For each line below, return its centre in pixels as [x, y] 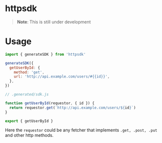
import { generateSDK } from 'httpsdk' [45, 54]
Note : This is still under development [54, 22]
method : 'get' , [29, 72]
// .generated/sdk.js [27, 95]
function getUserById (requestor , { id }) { [50, 103]
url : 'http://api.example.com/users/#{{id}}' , [62, 77]
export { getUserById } [29, 121]
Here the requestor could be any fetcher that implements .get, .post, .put [81, 130]
